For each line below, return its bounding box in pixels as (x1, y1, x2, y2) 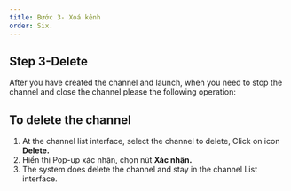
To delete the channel (9, 112, 131, 127)
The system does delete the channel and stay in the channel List (21, 164, 258, 175)
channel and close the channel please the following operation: (9, 87, 237, 97)
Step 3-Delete (9, 54, 89, 69)
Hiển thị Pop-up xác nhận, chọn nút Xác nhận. (21, 155, 193, 165)
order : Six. (9, 21, 53, 30)
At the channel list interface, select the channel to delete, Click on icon (21, 136, 280, 147)
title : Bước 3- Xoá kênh (9, 12, 101, 22)
